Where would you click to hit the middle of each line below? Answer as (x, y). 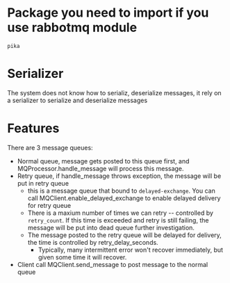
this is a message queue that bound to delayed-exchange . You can (121, 191)
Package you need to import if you (108, 13)
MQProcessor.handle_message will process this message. (100, 168)
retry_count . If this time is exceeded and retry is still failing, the (118, 220)
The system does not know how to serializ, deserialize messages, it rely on (114, 92)
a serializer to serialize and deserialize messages (77, 100)
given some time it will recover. (82, 257)
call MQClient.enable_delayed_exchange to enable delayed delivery (124, 198)
